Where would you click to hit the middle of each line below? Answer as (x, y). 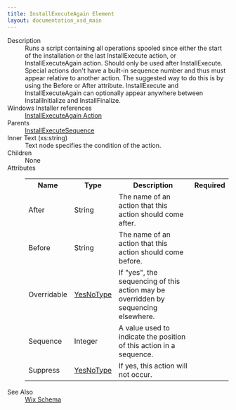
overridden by (142, 299)
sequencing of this (149, 281)
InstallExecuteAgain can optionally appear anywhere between (114, 93)
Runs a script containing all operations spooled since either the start (124, 48)
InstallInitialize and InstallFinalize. (73, 100)
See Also (20, 392)
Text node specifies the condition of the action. (93, 145)
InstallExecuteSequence (60, 130)
